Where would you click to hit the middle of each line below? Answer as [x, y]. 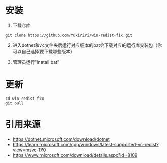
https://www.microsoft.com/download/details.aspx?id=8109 [75, 155]
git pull [14, 103]
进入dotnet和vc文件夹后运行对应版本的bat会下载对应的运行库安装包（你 [87, 45]
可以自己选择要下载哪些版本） [44, 51]
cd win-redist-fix [25, 99]
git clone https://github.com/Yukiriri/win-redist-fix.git [69, 35]
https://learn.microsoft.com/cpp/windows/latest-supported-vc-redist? [86, 144]
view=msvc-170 [29, 150]
